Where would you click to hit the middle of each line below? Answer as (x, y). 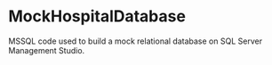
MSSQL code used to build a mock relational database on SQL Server (136, 41)
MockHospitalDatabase (97, 16)
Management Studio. (47, 50)
